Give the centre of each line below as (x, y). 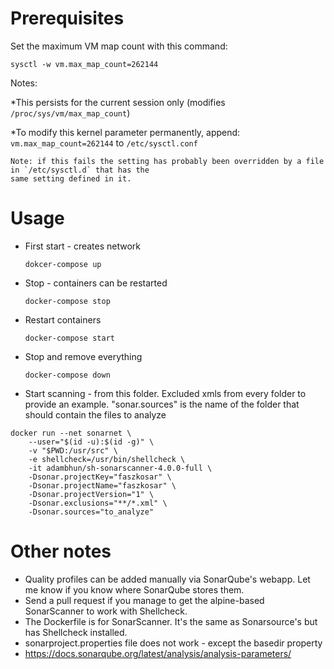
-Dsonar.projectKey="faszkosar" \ (100, 477)
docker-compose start (69, 338)
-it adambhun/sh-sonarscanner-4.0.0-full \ (120, 468)
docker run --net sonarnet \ (71, 433)
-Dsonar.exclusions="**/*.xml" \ (98, 503)
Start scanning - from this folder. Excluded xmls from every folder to (165, 393)
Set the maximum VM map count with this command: (119, 46)
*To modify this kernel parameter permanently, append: (125, 132)
